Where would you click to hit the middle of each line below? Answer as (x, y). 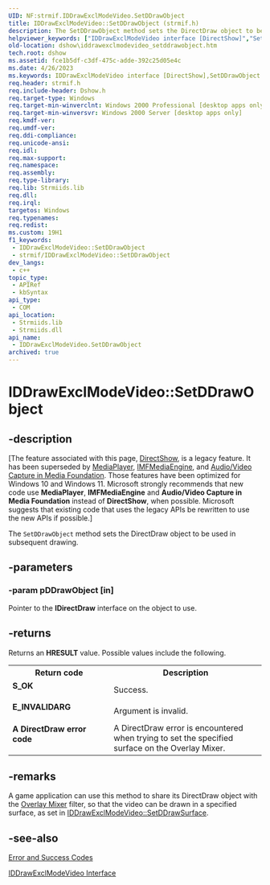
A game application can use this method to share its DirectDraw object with (133, 796)
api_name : (25, 338)
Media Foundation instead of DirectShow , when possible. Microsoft (121, 501)
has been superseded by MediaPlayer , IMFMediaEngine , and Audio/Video (130, 467)
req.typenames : (34, 218)
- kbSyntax (30, 293)
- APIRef (27, 285)
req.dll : (23, 195)
